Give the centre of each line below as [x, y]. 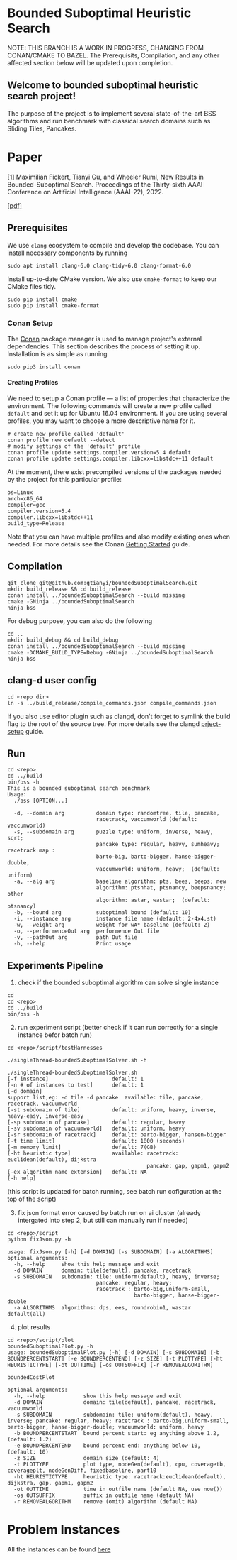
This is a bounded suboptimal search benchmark [79, 789]
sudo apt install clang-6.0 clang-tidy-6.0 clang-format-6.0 [99, 265]
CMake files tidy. [32, 286]
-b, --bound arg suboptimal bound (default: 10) [103, 913]
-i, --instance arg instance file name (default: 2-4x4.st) [115, 919]
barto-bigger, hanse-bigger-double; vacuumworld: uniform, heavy [105, 1427]
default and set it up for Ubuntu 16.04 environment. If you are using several [117, 413]
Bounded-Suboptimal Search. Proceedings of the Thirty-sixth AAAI [105, 184]
